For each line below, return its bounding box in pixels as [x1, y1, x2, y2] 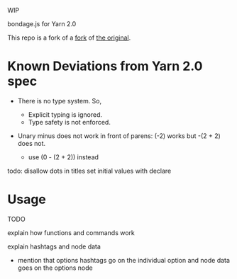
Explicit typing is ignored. [28, 110, 103, 119]
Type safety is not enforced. [28, 118, 111, 126]
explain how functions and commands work [7, 228, 135, 237]
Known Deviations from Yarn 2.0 [7, 58, 203, 74]
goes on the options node [17, 263, 94, 272]
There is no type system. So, [17, 96, 102, 105]
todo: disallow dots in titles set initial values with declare [7, 166, 172, 175]
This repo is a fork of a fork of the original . [7, 33, 131, 42]
